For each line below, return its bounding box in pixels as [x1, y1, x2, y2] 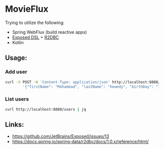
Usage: [5, 54, 28, 62]
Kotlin [12, 39, 24, 45]
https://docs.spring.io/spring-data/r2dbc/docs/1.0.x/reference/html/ [12, 139, 149, 145]
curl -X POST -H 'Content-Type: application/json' [5, 79, 110, 84]
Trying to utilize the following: [5, 20, 65, 25]
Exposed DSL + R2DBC [12, 34, 60, 40]
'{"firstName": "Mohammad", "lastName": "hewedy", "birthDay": [22, 84, 154, 89]
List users [5, 96, 29, 102]
